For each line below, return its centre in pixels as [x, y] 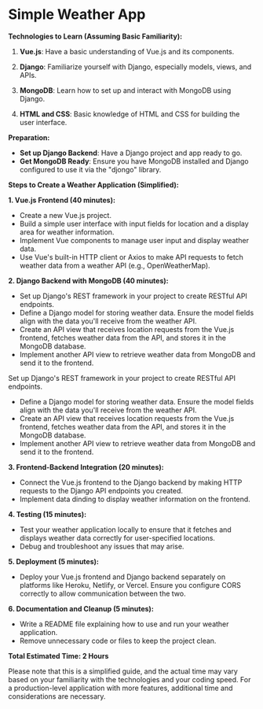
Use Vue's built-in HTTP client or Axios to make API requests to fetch [131, 257]
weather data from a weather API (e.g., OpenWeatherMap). [115, 265]
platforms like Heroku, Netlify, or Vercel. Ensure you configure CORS [130, 585]
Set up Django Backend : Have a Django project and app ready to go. [131, 153]
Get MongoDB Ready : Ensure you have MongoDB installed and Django [134, 161]
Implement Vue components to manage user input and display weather [134, 240]
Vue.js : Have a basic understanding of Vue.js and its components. [127, 51]
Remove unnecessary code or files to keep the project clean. [118, 641]
